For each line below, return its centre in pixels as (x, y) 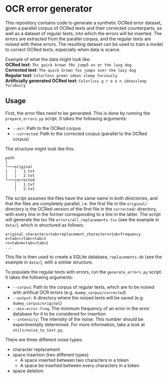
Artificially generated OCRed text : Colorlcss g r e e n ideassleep (76, 81)
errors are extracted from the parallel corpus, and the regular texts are (78, 39)
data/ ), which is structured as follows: (45, 225)
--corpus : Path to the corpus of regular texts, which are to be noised (83, 287)
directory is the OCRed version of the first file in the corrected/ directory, (81, 209)
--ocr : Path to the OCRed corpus (47, 128)
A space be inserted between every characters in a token (80, 365)
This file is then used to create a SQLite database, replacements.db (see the (84, 257)
